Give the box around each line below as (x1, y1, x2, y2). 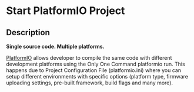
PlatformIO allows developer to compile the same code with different (6, 54, 172, 61)
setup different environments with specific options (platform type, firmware (6, 73, 188, 80)
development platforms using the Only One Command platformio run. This (6, 60, 185, 67)
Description (6, 28, 50, 38)
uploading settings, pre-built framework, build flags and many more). (6, 79, 173, 86)
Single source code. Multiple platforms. (6, 43, 105, 50)
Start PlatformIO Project (6, 4, 125, 18)
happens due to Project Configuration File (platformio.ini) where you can (6, 67, 181, 74)
